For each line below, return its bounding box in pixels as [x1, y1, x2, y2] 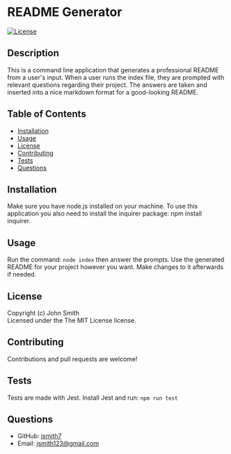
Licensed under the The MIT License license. [7, 316, 137, 324]
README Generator [7, 4, 122, 20]
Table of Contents [7, 108, 87, 120]
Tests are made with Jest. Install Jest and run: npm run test [7, 394, 178, 402]
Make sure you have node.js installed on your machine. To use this [7, 202, 198, 211]
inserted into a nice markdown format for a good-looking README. [7, 88, 199, 96]
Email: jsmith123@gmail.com [17, 439, 99, 448]
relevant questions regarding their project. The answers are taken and [7, 81, 207, 89]
